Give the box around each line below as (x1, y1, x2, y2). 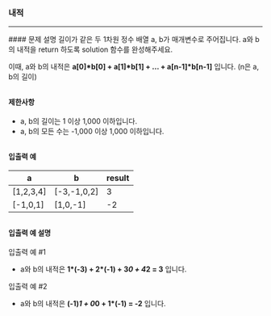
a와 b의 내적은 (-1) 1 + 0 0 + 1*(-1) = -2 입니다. (19, 299, 167, 309)
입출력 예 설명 (8, 228, 51, 238)
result (106, 172, 130, 183)
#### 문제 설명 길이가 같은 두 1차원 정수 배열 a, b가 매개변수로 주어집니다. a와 (8, 35, 254, 44)
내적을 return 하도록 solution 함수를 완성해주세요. (16, 44, 173, 54)
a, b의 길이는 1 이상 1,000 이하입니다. (19, 116, 138, 126)
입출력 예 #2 (8, 281, 48, 292)
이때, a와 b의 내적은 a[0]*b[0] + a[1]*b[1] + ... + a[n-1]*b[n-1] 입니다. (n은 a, (8, 62, 260, 72)
